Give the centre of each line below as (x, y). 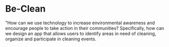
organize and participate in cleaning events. (51, 39)
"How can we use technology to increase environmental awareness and (80, 23)
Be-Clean (26, 9)
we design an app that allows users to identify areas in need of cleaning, (81, 33)
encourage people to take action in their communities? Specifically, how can (85, 28)
